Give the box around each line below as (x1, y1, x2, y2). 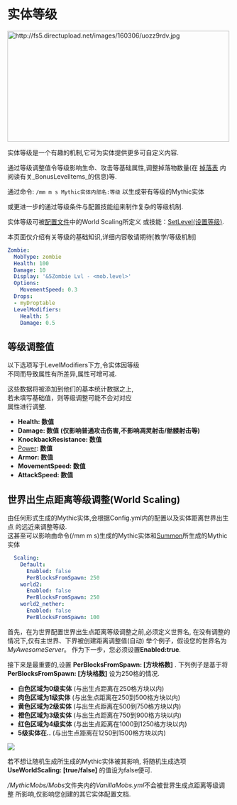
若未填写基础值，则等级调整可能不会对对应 (7, 394, 132, 402)
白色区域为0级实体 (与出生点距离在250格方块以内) (17, 684, 165, 692)
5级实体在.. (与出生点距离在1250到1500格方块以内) (17, 728, 167, 737)
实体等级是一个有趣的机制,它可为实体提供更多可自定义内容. (7, 148, 180, 157)
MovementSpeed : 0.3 (20, 287, 78, 294)
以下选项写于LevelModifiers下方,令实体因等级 (7, 361, 140, 370)
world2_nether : (20, 601, 65, 608)
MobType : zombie (13, 253, 62, 260)
